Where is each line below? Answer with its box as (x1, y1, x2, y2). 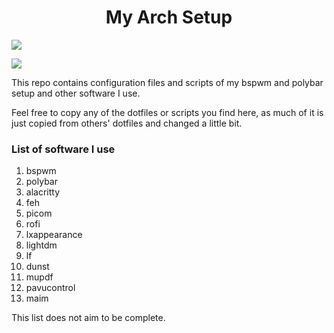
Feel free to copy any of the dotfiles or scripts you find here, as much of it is (11, 106, 324, 118)
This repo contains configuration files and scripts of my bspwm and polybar (11, 76, 324, 88)
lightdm (25, 239, 58, 251)
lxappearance (25, 229, 83, 241)
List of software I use (11, 142, 116, 156)
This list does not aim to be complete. (11, 312, 166, 324)
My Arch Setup (105, 6, 233, 29)
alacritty (25, 186, 61, 198)
